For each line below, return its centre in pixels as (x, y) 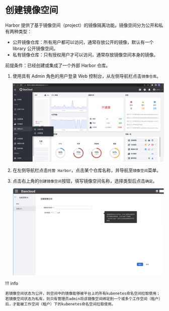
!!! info (12, 283)
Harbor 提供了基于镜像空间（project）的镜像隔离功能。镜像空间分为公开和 (82, 25)
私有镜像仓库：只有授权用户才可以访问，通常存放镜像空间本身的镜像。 (85, 55)
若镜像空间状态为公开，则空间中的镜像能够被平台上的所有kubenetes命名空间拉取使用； (83, 294)
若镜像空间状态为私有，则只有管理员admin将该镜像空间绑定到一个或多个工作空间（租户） (84, 299)
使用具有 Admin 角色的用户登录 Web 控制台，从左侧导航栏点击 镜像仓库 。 (87, 76)
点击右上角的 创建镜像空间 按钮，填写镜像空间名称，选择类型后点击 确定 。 (85, 181)
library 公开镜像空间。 (35, 48)
